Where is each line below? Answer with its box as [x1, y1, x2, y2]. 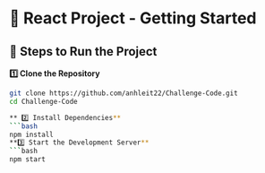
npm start [9, 155, 47, 164]
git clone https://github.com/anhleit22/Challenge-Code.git [9, 89, 239, 98]
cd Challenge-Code [9, 97, 78, 106]
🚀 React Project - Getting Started [9, 8, 257, 29]
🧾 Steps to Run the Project [9, 44, 158, 59]
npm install [9, 130, 54, 139]
